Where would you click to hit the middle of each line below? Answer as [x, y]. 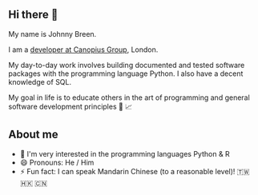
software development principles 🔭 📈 [71, 106]
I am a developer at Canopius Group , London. [83, 50]
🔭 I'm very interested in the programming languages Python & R [125, 153]
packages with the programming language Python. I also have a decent [126, 74]
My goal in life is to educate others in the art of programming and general [129, 97]
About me [33, 135]
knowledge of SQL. [40, 82]
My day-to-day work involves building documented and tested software [127, 65]
